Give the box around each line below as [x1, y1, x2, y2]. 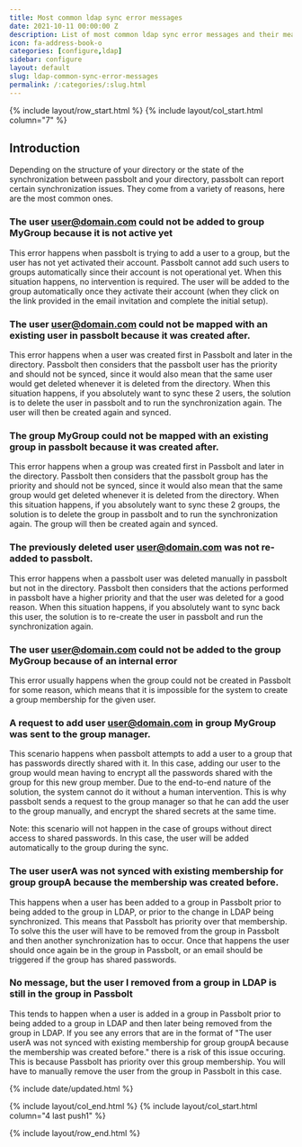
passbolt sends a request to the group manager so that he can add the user [9, 797, 289, 807]
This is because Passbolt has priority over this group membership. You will [9, 1056, 286, 1067]
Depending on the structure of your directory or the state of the [9, 164, 244, 176]
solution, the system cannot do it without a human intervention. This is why [9, 787, 287, 797]
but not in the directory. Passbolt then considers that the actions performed [9, 582, 289, 593]
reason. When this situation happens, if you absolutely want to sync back [9, 601, 280, 613]
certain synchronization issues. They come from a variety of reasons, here [9, 184, 286, 195]
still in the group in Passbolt [9, 988, 133, 1000]
